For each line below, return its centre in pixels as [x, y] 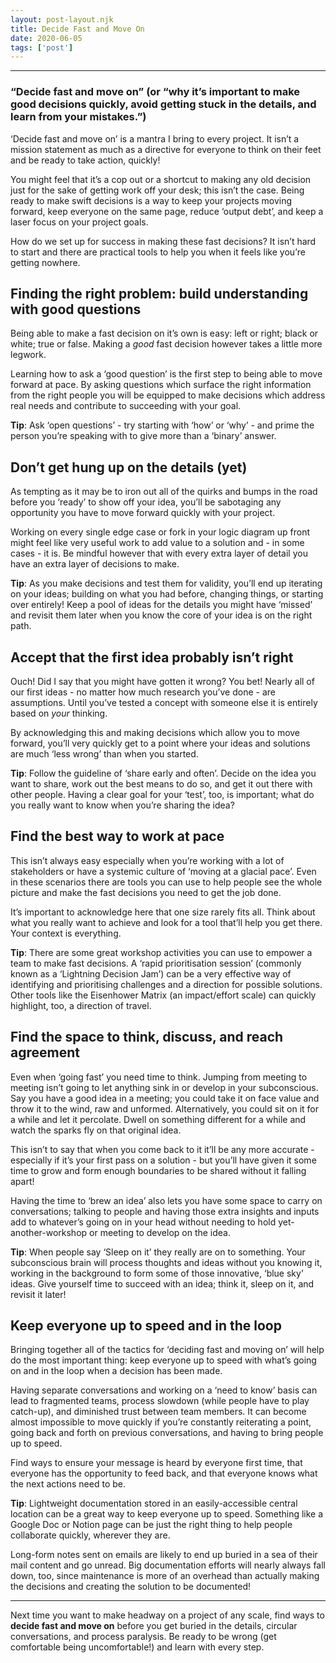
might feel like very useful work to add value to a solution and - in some [157, 543]
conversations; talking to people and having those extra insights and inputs [165, 1211]
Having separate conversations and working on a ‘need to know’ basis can [164, 1390]
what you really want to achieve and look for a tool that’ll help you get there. [166, 922]
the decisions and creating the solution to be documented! [131, 1587]
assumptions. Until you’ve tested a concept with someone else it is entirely [164, 702]
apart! [22, 1181]
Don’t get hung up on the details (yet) [129, 467]
